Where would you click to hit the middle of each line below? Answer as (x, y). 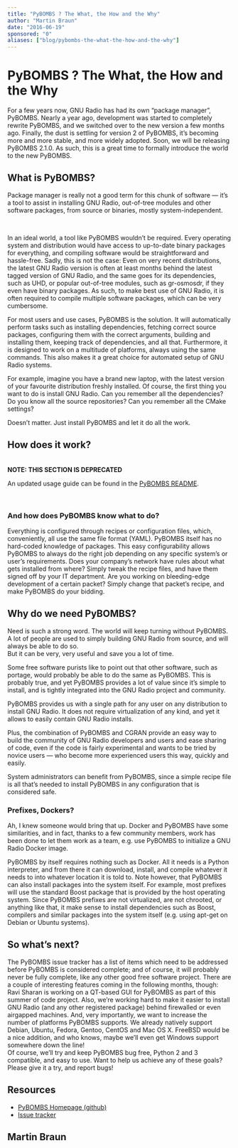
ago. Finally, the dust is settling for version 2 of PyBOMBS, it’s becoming (113, 133)
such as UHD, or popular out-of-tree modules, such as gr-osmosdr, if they (116, 283)
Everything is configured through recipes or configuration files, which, (110, 531)
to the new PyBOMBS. (40, 156)
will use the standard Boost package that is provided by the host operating (117, 892)
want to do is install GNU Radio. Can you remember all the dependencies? (115, 393)
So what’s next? (43, 945)
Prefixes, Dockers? (41, 810)
